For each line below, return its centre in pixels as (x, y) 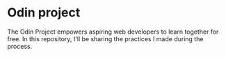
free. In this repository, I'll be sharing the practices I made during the (105, 38)
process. (20, 46)
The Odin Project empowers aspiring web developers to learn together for (113, 32)
